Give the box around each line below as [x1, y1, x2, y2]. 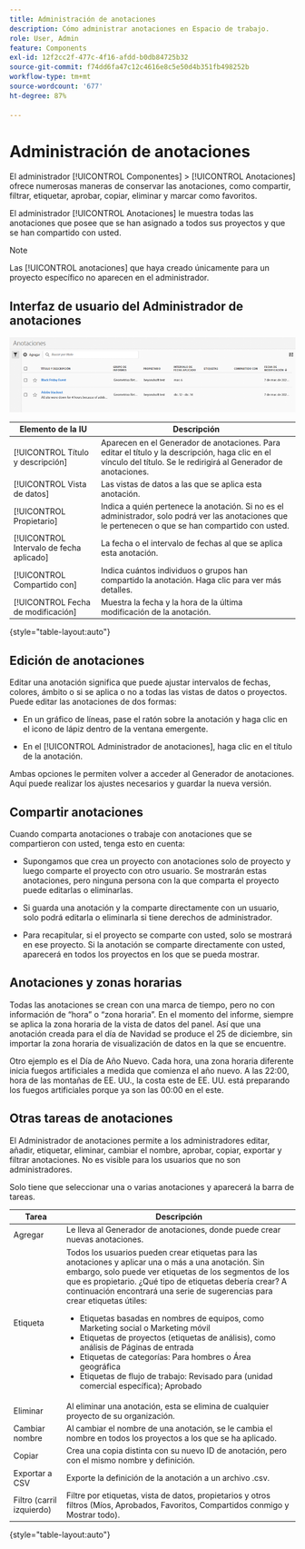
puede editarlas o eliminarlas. [22, 885, 133, 895]
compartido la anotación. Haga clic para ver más [101, 574, 281, 585]
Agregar [13, 1229, 44, 1240]
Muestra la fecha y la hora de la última [101, 596, 243, 608]
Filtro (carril [13, 1494, 57, 1505]
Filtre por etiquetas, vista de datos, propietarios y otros [66, 1490, 271, 1501]
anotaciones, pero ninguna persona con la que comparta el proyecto [22, 875, 280, 886]
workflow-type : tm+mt [9, 73, 92, 82]
